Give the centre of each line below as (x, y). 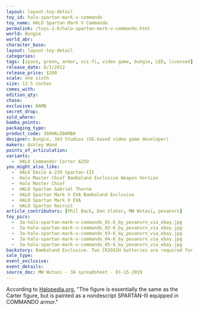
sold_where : (21, 117)
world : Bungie (24, 34)
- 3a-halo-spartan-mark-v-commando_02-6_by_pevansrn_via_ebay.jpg (97, 228)
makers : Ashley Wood (32, 145)
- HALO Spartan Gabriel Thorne (52, 189)
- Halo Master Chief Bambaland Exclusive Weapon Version (85, 178)
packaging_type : (26, 128)
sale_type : (20, 256)
